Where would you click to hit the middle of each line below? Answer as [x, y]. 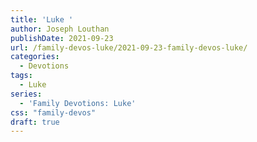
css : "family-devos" [53, 112]
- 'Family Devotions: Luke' [78, 103]
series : [26, 94]
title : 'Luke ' [42, 19]
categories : [35, 57]
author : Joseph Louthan [60, 29]
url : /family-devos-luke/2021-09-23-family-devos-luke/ [129, 47]
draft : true [35, 122]
